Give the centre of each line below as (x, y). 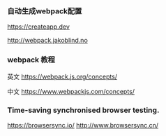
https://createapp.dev (38, 27)
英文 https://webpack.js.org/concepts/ (62, 76)
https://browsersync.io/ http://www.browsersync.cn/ (83, 125)
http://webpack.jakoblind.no (48, 41)
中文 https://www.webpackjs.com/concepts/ (71, 91)
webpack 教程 (31, 60)
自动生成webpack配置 (45, 11)
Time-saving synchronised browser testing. (83, 110)
